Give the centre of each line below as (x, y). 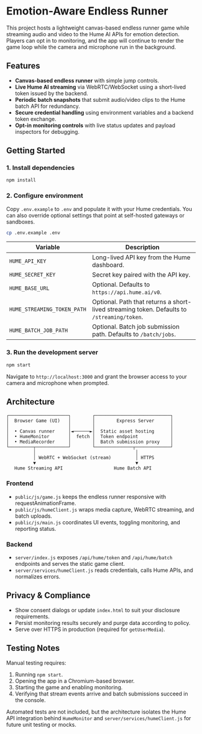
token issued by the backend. (51, 93)
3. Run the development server (52, 353)
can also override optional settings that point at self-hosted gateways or (95, 215)
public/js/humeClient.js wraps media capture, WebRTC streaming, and (104, 509)
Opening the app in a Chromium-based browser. (75, 681)
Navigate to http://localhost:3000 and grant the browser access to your (97, 376)
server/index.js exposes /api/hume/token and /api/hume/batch (93, 557)
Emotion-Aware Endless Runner (87, 11)
